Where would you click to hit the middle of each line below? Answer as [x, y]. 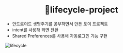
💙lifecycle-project [81, 10]
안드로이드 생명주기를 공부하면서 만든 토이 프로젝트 [60, 24]
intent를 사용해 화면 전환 [35, 30]
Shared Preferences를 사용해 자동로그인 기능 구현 [60, 36]
